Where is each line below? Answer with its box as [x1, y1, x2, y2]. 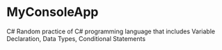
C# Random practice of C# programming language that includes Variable [6, 27, 216, 35]
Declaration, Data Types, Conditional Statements [6, 34, 146, 42]
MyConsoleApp [6, 4, 99, 20]
